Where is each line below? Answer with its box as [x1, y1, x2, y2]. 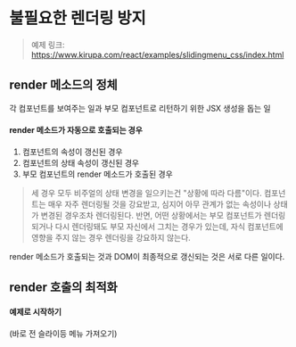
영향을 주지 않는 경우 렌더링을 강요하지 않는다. [30, 232, 192, 243]
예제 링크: [30, 39, 65, 50]
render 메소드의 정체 [9, 78, 118, 93]
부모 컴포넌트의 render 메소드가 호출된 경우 [21, 169, 174, 179]
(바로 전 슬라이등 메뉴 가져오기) [9, 327, 118, 339]
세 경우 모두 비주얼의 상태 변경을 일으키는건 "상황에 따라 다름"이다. [30, 187, 262, 198]
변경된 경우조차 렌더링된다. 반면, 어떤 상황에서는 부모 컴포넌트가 [40, 210, 262, 220]
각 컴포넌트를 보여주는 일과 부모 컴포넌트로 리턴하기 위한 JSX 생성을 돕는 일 [9, 103, 271, 113]
